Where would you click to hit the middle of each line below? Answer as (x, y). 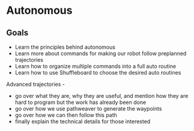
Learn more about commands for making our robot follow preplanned (101, 53)
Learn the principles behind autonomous (65, 47)
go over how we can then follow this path (66, 115)
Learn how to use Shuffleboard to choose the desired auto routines (98, 72)
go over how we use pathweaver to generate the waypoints (88, 108)
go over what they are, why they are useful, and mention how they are (102, 96)
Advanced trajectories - (35, 84)
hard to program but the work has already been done (80, 102)
